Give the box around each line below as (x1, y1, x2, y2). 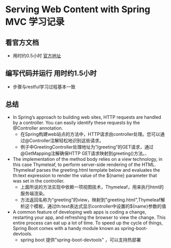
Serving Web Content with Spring (5, 4, 151, 15)
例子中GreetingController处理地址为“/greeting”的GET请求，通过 (20, 143, 154, 150)
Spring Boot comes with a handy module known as (12, 225, 120, 231)
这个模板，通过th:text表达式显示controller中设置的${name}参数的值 (25, 203, 166, 209)
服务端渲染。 (20, 190, 47, 196)
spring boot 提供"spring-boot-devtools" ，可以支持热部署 (20, 237, 141, 243)
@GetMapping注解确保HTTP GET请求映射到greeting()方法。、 (20, 150, 150, 156)
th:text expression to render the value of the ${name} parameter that (12, 172, 157, 178)
